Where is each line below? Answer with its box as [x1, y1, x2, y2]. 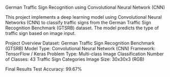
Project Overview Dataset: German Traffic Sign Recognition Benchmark [5, 40, 155, 46]
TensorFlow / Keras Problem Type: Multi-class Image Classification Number [5, 51, 164, 57]
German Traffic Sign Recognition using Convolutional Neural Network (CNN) [5, 5, 165, 10]
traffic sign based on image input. [5, 30, 76, 36]
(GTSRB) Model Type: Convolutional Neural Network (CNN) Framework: [5, 46, 156, 51]
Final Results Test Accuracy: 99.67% [5, 66, 82, 72]
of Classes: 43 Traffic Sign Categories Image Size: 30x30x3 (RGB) [5, 56, 145, 62]
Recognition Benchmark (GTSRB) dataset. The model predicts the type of [5, 25, 159, 31]
